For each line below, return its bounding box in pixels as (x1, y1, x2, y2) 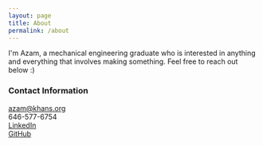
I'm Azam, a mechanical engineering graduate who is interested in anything (8, 49, 257, 58)
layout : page (8, 11, 52, 20)
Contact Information (8, 85, 89, 97)
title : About (8, 19, 52, 27)
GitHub (8, 128, 32, 138)
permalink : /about (8, 26, 69, 34)
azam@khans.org (8, 103, 66, 112)
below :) (8, 65, 35, 75)
